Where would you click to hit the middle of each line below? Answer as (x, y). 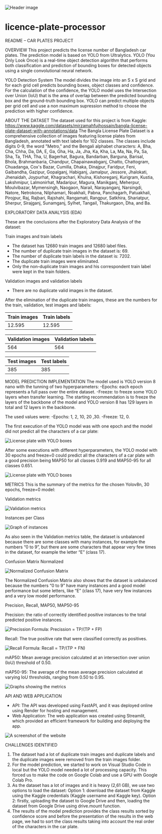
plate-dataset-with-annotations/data (41, 131)
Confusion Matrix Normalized (34, 562)
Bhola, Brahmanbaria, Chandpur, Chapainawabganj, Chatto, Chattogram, (77, 162)
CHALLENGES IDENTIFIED (31, 745)
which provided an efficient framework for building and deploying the (81, 721)
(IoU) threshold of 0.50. (28, 663)
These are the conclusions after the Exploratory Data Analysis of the (73, 221)
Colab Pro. (22, 780)
